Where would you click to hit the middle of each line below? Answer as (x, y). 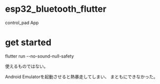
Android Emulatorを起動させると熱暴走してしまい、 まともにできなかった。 (81, 77)
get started (28, 42)
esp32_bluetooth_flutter (56, 9)
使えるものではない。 (27, 66)
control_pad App (22, 23)
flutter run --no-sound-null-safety (40, 56)
